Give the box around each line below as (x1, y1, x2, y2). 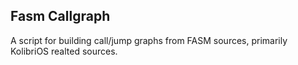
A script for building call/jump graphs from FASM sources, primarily (10, 34, 288, 46)
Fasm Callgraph (10, 8, 111, 25)
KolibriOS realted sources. (10, 45, 118, 57)
